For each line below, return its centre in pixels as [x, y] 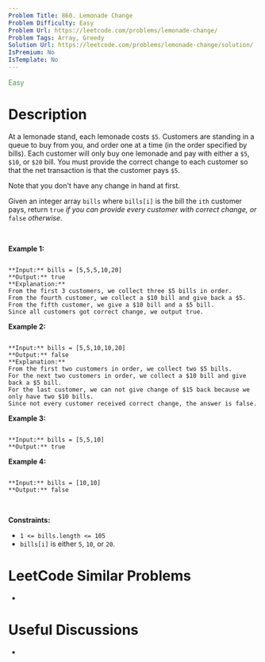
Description [48, 115]
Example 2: [27, 326]
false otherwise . [35, 217]
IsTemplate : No [33, 60]
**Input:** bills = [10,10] [55, 483]
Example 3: [27, 418]
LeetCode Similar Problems [100, 575]
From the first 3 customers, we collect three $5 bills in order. [120, 291]
